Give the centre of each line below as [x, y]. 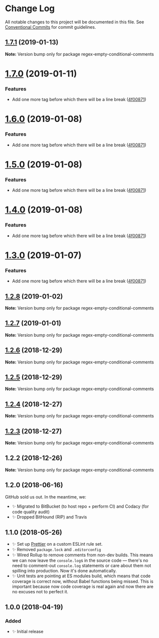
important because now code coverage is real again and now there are [83, 586]
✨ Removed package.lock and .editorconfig [56, 550]
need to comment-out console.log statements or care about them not [81, 566]
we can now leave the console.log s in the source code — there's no [80, 560]
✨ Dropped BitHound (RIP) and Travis [49, 517]
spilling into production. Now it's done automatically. [64, 571]
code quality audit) [31, 512]
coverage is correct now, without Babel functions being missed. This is [83, 582]
